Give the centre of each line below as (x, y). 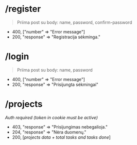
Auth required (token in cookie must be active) (51, 117)
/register (23, 9)
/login (17, 56)
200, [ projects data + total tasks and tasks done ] (61, 137)
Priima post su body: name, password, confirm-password (74, 22)
